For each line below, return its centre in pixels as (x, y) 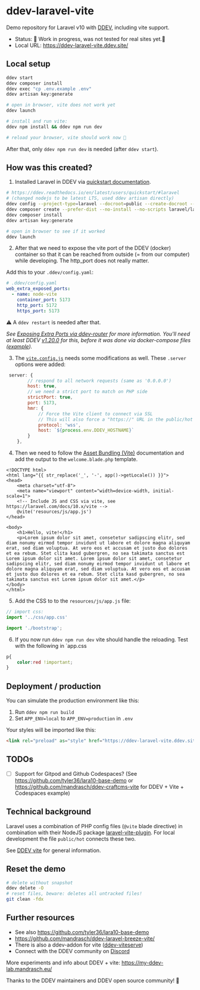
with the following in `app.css (51, 646)
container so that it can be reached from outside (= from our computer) (102, 255)
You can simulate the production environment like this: (73, 701)
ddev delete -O (25, 888)
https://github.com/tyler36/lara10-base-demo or (74, 780)
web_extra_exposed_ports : (38, 289)
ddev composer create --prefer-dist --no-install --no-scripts (86, 209)
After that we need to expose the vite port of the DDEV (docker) (93, 248)
